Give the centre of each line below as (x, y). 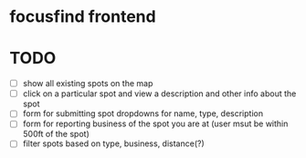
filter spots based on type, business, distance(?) (114, 143)
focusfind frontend (83, 17)
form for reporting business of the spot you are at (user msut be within (155, 123)
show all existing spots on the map (88, 84)
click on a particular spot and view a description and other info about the (159, 94)
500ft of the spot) (56, 134)
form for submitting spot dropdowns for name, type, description (142, 114)
